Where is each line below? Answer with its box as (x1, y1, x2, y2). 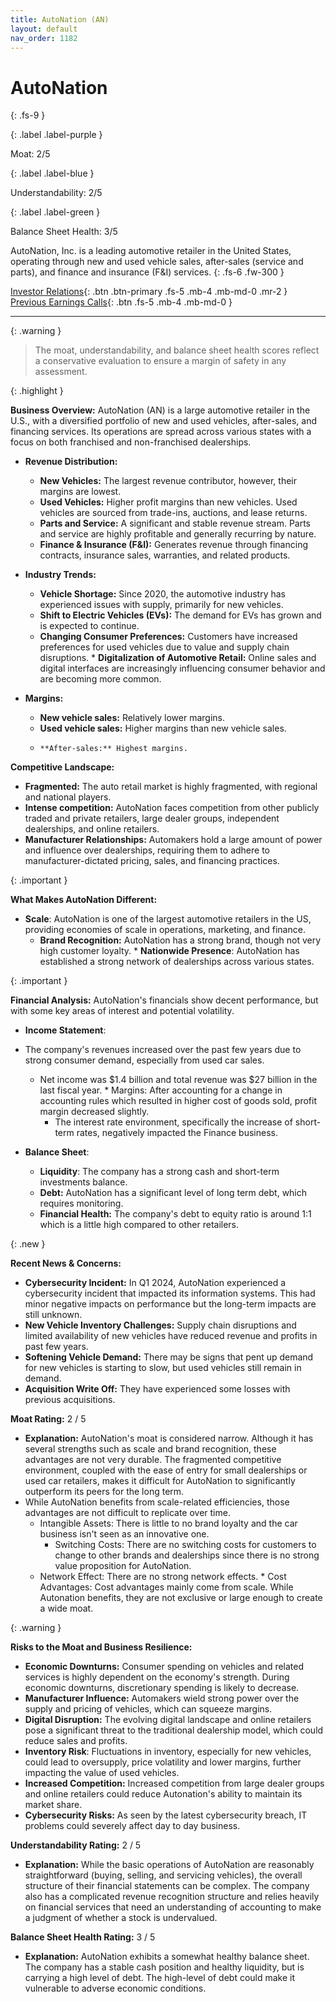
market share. (24, 1799, 83, 1811)
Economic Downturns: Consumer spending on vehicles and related (24, 1661, 305, 1673)
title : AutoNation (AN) (10, 14, 110, 25)
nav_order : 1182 (10, 33, 78, 43)
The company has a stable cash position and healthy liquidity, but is (24, 1961, 305, 1973)
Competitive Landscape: (10, 761, 115, 773)
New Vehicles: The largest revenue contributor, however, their (39, 475, 298, 487)
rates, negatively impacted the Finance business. (76, 1127, 278, 1139)
